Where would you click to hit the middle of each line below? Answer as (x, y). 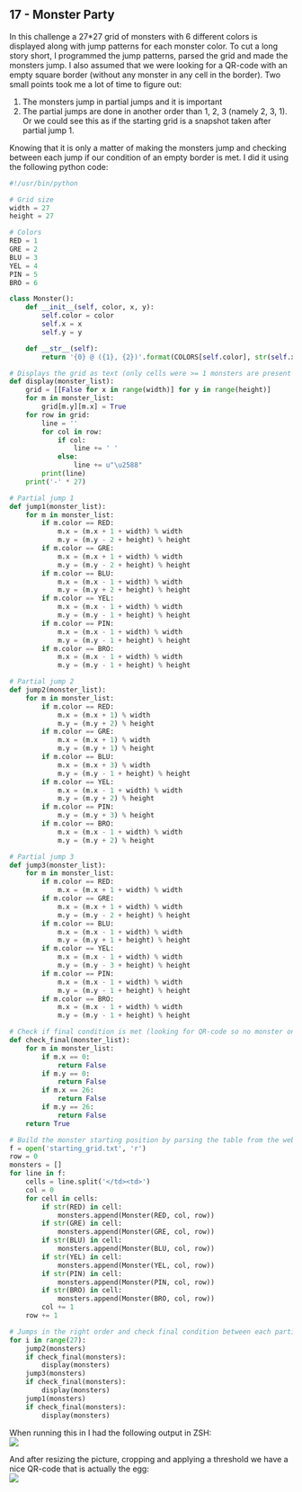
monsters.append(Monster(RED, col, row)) (136, 1215)
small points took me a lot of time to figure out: (96, 84)
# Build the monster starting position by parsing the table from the (144, 1140)
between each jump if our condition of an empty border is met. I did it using (149, 157)
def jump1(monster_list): (58, 506)
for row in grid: (58, 415)
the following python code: (59, 166)
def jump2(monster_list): (58, 690)
